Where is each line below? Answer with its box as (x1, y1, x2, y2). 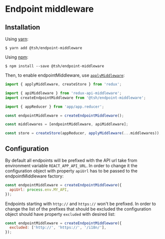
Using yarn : (5, 36, 28, 42)
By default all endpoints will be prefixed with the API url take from (5, 157, 137, 163)
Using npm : (5, 54, 28, 60)
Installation (5, 23, 40, 31)
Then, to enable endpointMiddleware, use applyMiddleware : (5, 72, 125, 78)
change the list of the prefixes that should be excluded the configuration (5, 206, 151, 212)
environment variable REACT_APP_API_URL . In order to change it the (5, 162, 137, 168)
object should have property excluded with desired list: (5, 211, 115, 217)
